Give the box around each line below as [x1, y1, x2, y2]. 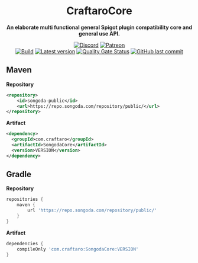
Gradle [6, 169, 31, 179]
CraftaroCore [66, 4, 132, 18]
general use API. [79, 30, 120, 37]
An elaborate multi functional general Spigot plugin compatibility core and [6, 24, 193, 31]
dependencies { [6, 240, 44, 246]
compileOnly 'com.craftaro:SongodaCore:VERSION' [17, 246, 139, 252]
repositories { [6, 197, 44, 203]
